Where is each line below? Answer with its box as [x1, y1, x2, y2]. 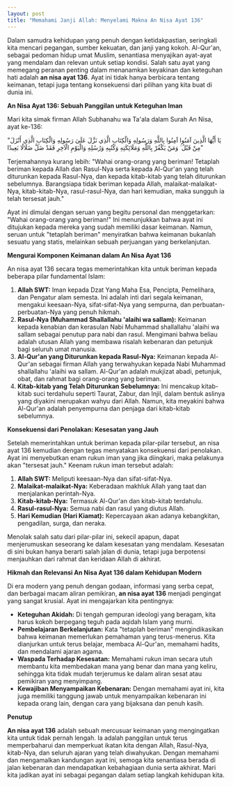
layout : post [7, 10, 45, 17]
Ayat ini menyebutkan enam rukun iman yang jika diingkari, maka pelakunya [7, 453, 224, 461]
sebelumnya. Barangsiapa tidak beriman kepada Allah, [7, 179, 163, 188]
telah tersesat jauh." [7, 194, 65, 202]
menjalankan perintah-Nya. [17, 489, 96, 498]
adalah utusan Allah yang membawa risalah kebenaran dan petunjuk [17, 337, 214, 346]
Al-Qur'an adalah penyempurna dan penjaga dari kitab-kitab [17, 404, 191, 413]
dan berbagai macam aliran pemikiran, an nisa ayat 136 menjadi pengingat [7, 589, 221, 598]
